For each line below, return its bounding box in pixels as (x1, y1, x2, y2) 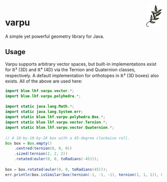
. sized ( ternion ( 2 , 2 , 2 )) (14, 151, 68, 156)
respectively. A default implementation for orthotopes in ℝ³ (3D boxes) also (5, 72, 159, 79)
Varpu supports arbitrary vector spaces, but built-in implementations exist (5, 61, 157, 67)
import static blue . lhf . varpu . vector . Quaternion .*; (5, 125, 114, 130)
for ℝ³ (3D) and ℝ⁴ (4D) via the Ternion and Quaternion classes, (5, 67, 136, 73)
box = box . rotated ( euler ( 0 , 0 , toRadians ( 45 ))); (5, 167, 108, 172)
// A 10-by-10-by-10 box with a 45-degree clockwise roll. (5, 135, 130, 141)
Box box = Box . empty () (5, 141, 52, 146)
